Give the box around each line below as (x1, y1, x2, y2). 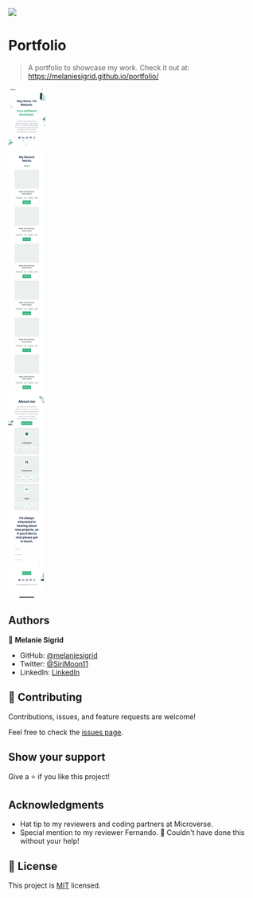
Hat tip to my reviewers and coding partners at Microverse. (19, 819, 213, 829)
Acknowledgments (8, 798, 105, 812)
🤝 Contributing (8, 690, 83, 704)
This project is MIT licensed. (8, 880, 101, 890)
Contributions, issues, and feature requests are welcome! (8, 711, 197, 722)
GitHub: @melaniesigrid (19, 651, 98, 660)
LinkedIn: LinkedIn (19, 667, 80, 677)
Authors (8, 614, 50, 627)
